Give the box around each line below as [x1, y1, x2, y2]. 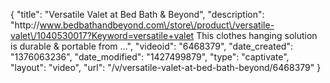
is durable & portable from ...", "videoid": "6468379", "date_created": [10, 40, 293, 52]
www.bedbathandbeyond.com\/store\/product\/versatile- [39, 19, 275, 31]
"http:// [10, 19, 40, 31]
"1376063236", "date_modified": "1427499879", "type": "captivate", [10, 51, 290, 63]
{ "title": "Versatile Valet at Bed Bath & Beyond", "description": [10, 9, 265, 20]
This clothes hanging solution [196, 30, 318, 41]
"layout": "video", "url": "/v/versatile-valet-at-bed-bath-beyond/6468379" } [10, 62, 322, 73]
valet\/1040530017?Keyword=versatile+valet [10, 30, 195, 41]
